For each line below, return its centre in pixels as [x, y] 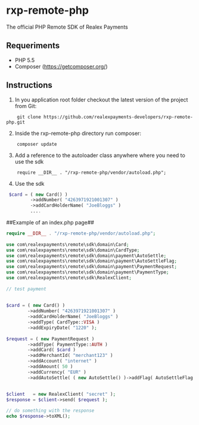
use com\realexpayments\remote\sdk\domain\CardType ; [73, 250]
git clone [29, 117]
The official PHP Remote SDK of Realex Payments [67, 27]
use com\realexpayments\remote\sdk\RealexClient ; [69, 278]
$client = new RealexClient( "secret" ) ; [61, 395]
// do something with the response [50, 411]
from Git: [26, 106]
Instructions [29, 85]
